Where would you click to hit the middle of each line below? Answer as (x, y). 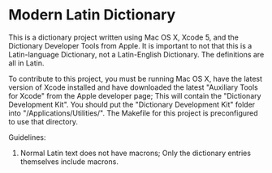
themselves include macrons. (69, 161)
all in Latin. (26, 63)
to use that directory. (43, 121)
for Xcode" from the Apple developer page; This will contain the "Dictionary (135, 95)
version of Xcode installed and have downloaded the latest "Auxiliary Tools (133, 87)
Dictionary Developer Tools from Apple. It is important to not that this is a (130, 45)
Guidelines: (27, 137)
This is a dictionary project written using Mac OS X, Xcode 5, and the (124, 37)
